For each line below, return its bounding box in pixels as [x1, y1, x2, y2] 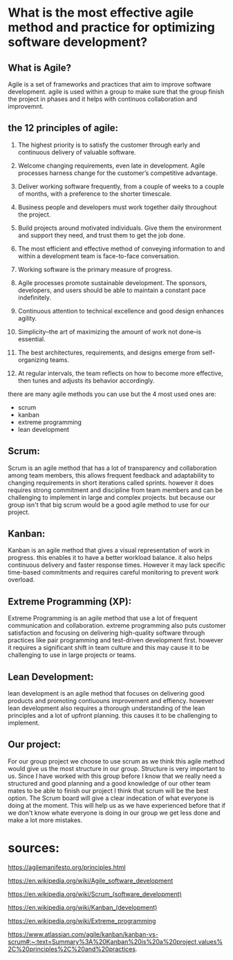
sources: [8, 840, 60, 856]
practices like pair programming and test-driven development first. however [8, 636, 223, 644]
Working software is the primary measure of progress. [17, 265, 173, 273]
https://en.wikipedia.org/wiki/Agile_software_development [8, 876, 174, 885]
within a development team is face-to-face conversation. [17, 251, 180, 260]
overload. [8, 576, 35, 584]
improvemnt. [8, 102, 44, 110]
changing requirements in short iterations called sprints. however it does [8, 478, 214, 487]
